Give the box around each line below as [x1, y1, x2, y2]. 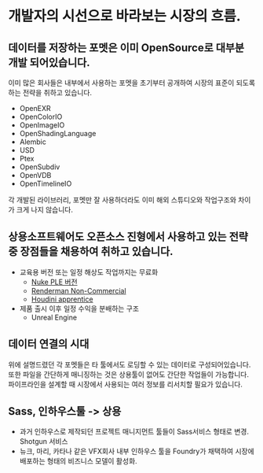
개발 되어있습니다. [8, 56, 90, 69]
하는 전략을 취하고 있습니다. [8, 88, 93, 97]
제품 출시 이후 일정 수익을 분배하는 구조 [19, 304, 140, 313]
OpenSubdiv [19, 162, 60, 172]
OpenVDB [19, 171, 52, 179]
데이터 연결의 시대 [8, 338, 89, 351]
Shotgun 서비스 [19, 437, 68, 446]
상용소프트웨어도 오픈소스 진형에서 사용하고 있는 [8, 230, 227, 244]
